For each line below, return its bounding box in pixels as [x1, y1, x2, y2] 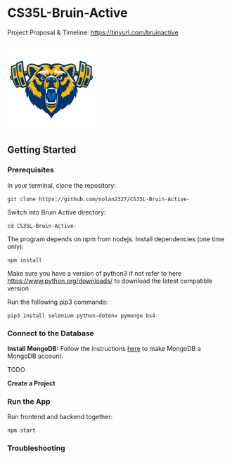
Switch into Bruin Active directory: [7, 207, 106, 216]
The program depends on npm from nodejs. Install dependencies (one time [7, 234, 225, 243]
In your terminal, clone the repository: [7, 181, 116, 189]
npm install [7, 257, 42, 264]
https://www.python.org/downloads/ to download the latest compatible [7, 276, 213, 285]
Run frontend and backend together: [7, 413, 113, 421]
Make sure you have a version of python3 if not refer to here [7, 269, 182, 277]
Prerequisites [7, 165, 54, 175]
